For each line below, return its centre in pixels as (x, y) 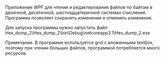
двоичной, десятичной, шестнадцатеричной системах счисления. (76, 12)
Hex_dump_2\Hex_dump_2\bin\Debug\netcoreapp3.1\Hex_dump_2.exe (77, 33)
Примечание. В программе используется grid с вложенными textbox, (79, 42)
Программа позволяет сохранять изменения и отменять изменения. (79, 18)
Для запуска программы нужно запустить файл (56, 27)
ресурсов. (16, 53)
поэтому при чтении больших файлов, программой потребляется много (82, 48)
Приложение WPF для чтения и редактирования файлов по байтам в (79, 7)
